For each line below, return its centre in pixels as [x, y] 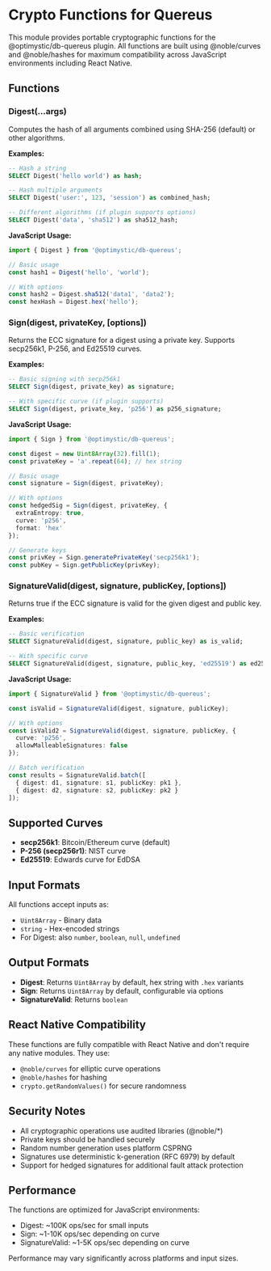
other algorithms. [37, 137]
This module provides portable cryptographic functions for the [112, 37]
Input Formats [44, 885]
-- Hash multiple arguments [56, 190]
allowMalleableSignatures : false [72, 745]
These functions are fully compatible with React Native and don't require [129, 1044]
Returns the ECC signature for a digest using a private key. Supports [122, 340]
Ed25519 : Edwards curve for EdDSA [80, 859]
